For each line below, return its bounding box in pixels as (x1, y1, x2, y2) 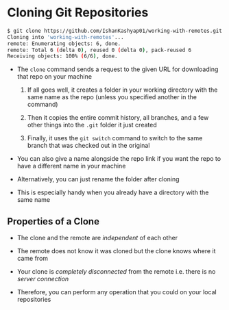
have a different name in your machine (16, 162, 126, 170)
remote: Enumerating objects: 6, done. (7, 40, 121, 47)
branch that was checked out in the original (27, 142, 150, 150)
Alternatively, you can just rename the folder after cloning (16, 175, 180, 183)
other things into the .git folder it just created (27, 121, 157, 129)
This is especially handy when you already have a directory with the (16, 188, 209, 196)
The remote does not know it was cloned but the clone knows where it (16, 247, 216, 255)
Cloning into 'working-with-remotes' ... (7, 34, 125, 40)
